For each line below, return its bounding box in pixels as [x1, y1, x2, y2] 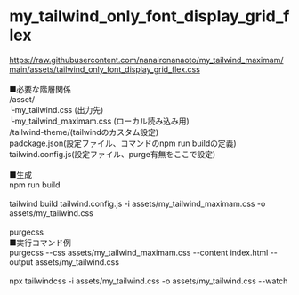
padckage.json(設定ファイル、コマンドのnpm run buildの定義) [9, 138, 238, 148]
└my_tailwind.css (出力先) [9, 104, 104, 115]
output [9, 256, 34, 267]
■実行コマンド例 [9, 237, 71, 248]
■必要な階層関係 [9, 84, 71, 94]
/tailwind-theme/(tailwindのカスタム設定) [9, 126, 159, 137]
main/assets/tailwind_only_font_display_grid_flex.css [9, 64, 200, 75]
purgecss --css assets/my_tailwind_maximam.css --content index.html [9, 247, 269, 258]
